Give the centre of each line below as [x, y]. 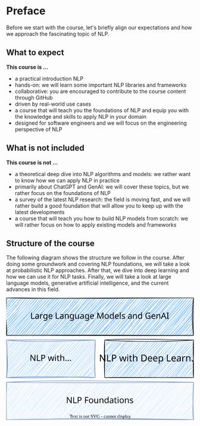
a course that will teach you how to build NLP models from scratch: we [101, 218]
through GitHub [34, 97]
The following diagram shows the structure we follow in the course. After [96, 258]
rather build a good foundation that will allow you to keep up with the [99, 206]
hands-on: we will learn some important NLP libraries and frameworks [101, 85]
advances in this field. [33, 289]
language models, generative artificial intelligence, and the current [87, 283]
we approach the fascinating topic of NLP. [58, 33]
